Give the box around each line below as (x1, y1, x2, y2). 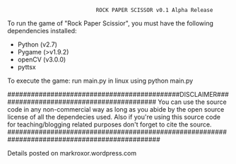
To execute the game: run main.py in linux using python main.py (7, 76, 194, 85)
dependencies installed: (7, 27, 77, 35)
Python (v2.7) (17, 40, 58, 49)
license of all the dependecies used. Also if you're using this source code (7, 113, 221, 121)
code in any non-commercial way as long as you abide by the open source (7, 105, 225, 113)
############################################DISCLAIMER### (7, 90, 230, 98)
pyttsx (17, 63, 37, 71)
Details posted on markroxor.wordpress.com (7, 149, 136, 157)
